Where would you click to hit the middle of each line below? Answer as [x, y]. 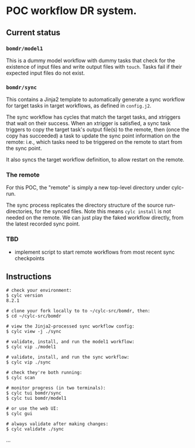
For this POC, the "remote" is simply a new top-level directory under [88, 188]
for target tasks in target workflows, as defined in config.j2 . [79, 106]
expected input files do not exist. [45, 73]
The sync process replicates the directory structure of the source [85, 205]
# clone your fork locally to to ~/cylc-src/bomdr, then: [78, 311]
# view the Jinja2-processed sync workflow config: [70, 326]
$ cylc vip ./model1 [31, 347]
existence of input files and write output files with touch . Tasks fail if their [94, 66]
